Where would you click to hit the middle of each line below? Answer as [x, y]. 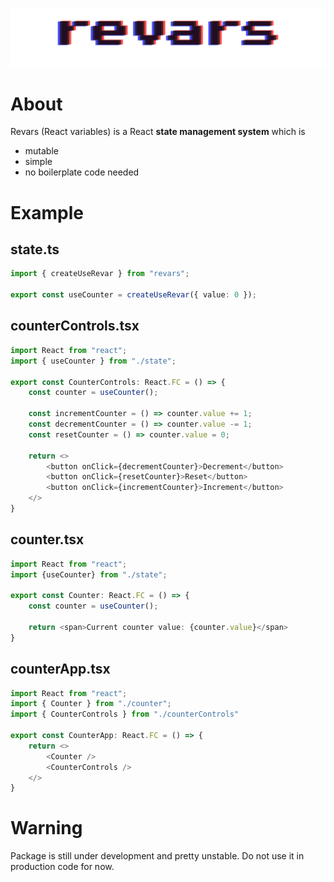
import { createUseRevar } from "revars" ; [100, 274]
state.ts [35, 249]
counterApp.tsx [60, 669]
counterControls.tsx [75, 326]
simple [38, 162]
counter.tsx [47, 539]
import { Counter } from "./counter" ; [91, 704]
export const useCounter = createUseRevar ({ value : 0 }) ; [133, 295]
